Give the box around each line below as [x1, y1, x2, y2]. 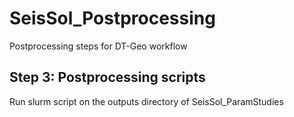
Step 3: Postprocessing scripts [9, 69, 206, 86]
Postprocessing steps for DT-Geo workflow [9, 40, 188, 52]
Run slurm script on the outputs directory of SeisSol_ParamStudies [9, 95, 284, 107]
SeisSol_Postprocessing [9, 7, 216, 30]
